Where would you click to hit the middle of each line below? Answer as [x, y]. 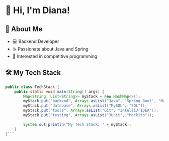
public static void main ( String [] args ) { [59, 91]
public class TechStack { [32, 87]
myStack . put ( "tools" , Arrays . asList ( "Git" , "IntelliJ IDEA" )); [91, 111]
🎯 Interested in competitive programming [55, 56]
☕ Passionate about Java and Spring [51, 49]
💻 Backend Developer [36, 41]
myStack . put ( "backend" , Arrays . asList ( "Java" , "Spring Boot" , [90, 101]
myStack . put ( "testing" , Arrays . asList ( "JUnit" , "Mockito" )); [89, 115]
